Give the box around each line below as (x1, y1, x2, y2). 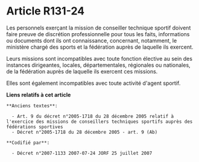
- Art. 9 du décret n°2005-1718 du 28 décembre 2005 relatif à (11, 113, 174, 119)
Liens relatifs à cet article (6, 91, 71, 98)
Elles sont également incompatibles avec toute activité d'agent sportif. (6, 79, 181, 87)
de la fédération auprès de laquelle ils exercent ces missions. (6, 67, 158, 75)
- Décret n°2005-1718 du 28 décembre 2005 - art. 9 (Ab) (11, 129, 158, 135)
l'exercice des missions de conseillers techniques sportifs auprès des (6, 119, 193, 125)
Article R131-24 (6, 4, 85, 18)
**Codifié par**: (6, 140, 50, 146)
